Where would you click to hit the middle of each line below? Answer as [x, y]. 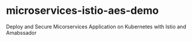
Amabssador [21, 32]
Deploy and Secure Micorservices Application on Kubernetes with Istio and [96, 27]
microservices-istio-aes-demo [83, 11]
